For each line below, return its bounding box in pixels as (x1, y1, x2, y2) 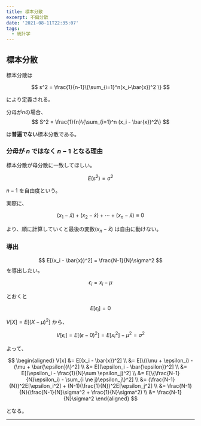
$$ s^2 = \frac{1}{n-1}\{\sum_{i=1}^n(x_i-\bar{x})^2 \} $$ (31, 83, 170, 90)
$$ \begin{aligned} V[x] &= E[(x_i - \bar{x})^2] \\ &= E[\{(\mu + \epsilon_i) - (8, 357, 193, 364)
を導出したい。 (6, 266, 43, 274)
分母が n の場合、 (6, 108, 47, 115)
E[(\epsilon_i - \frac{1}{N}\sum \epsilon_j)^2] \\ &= (21, 370, 145, 377)
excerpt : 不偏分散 (6, 14, 49, 20)
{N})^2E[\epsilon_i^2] (8, 382, 62, 390)
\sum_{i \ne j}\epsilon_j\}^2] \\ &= (65, 376, 147, 383)
